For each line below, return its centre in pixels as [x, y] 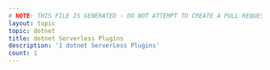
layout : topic [32, 23]
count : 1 [23, 53]
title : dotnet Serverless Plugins [66, 38]
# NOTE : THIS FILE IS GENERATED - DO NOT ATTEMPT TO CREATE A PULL [124, 16]
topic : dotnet [32, 31]
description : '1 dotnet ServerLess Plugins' [84, 46]
